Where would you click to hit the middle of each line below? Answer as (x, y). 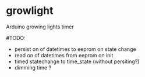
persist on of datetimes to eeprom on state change (75, 49)
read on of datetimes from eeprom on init (64, 55)
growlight (30, 11)
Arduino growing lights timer (40, 27)
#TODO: (16, 38)
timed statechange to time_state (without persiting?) (77, 61)
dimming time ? (33, 67)
